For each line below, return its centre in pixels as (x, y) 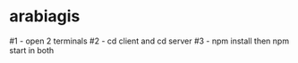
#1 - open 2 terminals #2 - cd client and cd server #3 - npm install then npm (149, 41)
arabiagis (45, 16)
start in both (32, 50)
